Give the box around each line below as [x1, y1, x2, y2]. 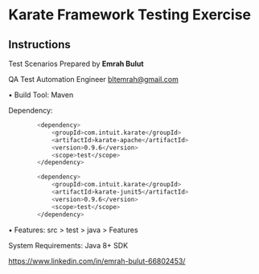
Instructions [8, 38, 71, 51]
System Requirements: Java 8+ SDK [8, 240, 129, 250]
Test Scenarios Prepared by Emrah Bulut [8, 59, 144, 68]
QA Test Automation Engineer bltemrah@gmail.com [8, 75, 179, 84]
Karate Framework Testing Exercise [8, 6, 252, 24]
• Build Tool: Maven [8, 90, 74, 100]
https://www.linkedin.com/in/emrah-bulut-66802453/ [8, 256, 186, 266]
